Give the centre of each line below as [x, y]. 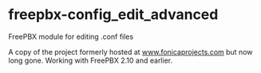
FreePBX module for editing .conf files [71, 36]
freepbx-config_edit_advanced [113, 15]
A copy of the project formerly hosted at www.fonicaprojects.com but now [130, 52]
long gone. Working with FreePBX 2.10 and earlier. [91, 60]
